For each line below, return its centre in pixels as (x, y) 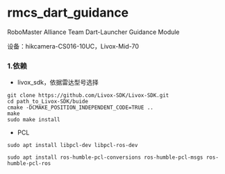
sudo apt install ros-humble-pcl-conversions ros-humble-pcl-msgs (105, 157)
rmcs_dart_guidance (68, 13)
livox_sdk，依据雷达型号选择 (58, 82)
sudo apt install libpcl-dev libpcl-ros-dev (73, 146)
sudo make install (34, 120)
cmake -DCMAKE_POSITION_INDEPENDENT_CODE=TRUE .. (81, 108)
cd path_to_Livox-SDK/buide (48, 102)
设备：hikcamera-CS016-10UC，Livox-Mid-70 (73, 46)
